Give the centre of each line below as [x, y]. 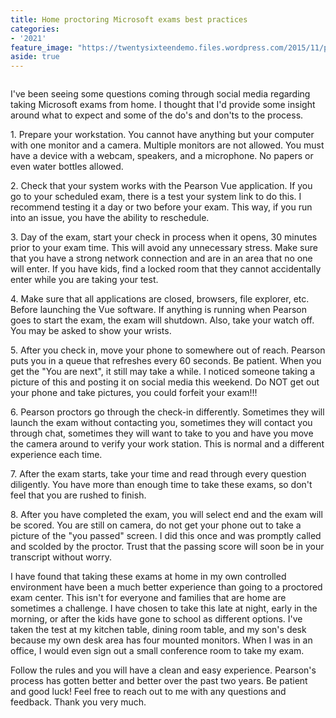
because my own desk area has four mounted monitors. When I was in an [161, 640]
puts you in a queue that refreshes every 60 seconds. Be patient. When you [166, 361]
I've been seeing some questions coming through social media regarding [160, 94]
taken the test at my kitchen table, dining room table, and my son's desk [158, 630]
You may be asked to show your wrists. [91, 331]
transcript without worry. [61, 557]
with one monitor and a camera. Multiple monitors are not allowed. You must [167, 145]
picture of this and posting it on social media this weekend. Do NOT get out [165, 382]
